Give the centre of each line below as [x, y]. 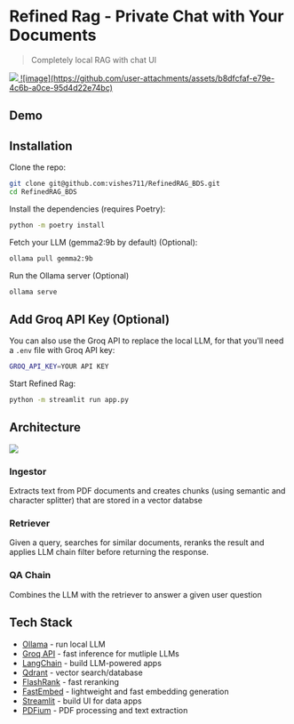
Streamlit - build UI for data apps [82, 701]
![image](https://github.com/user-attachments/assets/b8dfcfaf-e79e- [147, 78]
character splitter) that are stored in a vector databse [106, 501]
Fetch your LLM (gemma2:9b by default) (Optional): [103, 242]
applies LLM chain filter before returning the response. [109, 552]
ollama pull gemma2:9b [51, 258]
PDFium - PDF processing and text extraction [105, 710]
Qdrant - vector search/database [83, 672]
